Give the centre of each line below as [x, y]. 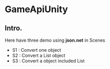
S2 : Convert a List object [39, 55]
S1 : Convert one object [37, 50]
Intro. [13, 28]
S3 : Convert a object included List [48, 61]
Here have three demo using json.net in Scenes [55, 40]
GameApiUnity [36, 9]
